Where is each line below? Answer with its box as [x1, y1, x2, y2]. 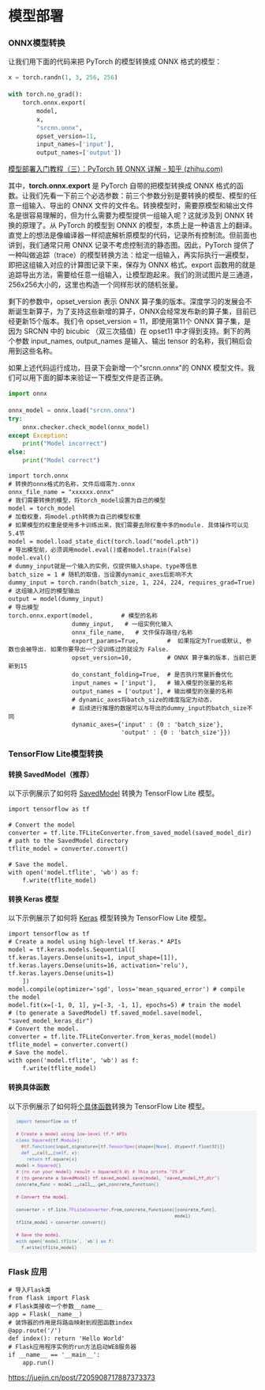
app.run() [22, 1358, 55, 1366]
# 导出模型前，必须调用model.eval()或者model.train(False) [8, 546, 192, 554]
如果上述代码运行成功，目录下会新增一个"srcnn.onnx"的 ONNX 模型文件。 [8, 363, 248, 373]
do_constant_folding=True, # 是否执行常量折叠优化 [71, 670, 233, 679]
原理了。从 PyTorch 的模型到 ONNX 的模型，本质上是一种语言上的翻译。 [21, 221, 257, 230]
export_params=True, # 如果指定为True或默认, [71, 637, 243, 645]
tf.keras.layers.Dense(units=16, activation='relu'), [8, 962, 189, 970]
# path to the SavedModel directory [8, 837, 129, 845]
